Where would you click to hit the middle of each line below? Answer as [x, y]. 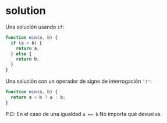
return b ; [28, 59]
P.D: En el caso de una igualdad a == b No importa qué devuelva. [84, 114]
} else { [21, 54]
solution [26, 11]
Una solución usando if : [35, 27]
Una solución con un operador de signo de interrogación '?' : [79, 81]
